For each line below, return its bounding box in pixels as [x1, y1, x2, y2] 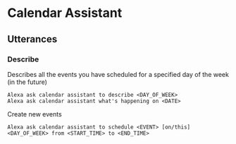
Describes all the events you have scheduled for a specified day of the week [7, 70, 229, 78]
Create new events [7, 109, 62, 118]
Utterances [7, 33, 58, 45]
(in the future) [7, 78, 48, 86]
